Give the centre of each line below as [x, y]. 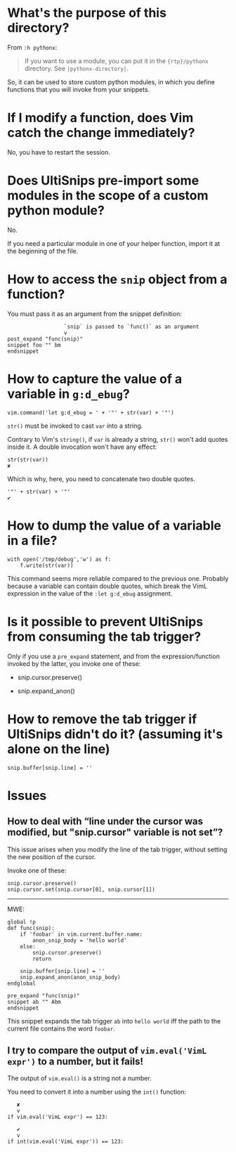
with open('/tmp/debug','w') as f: [59, 559]
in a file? [32, 541]
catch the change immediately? [101, 133]
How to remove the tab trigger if [102, 719]
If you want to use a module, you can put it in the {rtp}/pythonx [116, 60]
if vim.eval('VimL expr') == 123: [58, 1117]
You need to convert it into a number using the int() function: [97, 1092]
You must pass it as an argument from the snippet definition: [95, 313]
